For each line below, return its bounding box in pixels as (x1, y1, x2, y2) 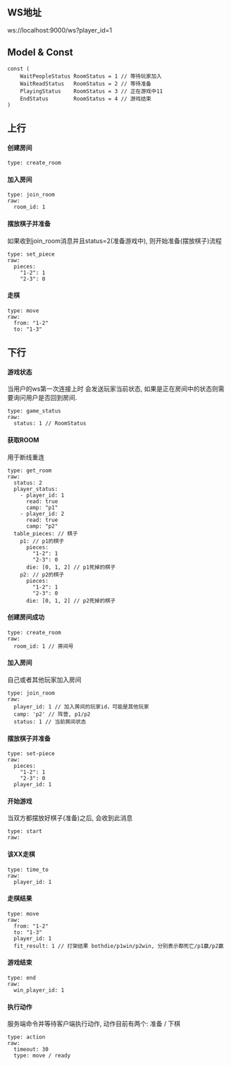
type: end (7, 974, 37, 982)
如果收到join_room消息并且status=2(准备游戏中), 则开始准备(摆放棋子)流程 (7, 236, 222, 245)
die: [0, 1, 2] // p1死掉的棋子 (25, 564, 116, 571)
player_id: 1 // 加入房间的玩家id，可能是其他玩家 (13, 704, 149, 711)
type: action (7, 1034, 46, 1041)
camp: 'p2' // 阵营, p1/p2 (13, 711, 91, 718)
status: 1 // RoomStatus (13, 420, 87, 427)
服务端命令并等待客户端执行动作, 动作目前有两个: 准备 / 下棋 (7, 1019, 181, 1028)
